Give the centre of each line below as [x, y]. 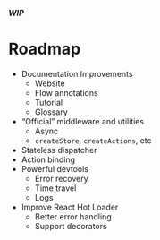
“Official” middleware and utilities [83, 121]
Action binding [48, 159]
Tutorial [49, 102]
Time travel [55, 188]
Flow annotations [67, 92]
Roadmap [45, 49]
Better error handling [73, 216]
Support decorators [71, 226]
